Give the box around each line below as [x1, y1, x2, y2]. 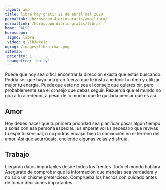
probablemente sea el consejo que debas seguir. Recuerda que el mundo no [5, 87, 161, 93]
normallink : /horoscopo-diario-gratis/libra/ [5, 21, 101, 26]
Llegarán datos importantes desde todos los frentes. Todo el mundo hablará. [5, 163, 162, 169]
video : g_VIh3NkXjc [7, 40, 48, 45]
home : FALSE [5, 26, 30, 31]
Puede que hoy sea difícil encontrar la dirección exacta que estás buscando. [5, 71, 162, 77]
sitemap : [5, 49, 23, 54]
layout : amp [5, 7, 30, 12]
